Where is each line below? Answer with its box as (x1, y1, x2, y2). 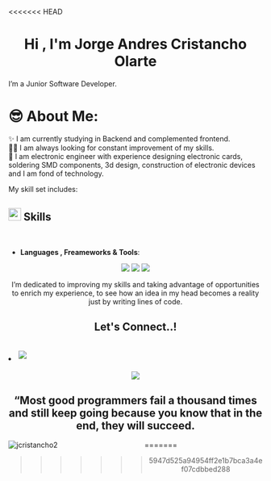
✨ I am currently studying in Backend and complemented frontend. (8, 133, 231, 144)
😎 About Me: (8, 107, 98, 126)
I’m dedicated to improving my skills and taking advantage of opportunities (11, 279, 260, 289)
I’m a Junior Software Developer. (8, 78, 117, 88)
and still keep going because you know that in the (8, 406, 263, 420)
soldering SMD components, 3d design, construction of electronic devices (8, 160, 256, 169)
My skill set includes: (8, 184, 78, 194)
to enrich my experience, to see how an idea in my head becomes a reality (11, 288, 260, 298)
